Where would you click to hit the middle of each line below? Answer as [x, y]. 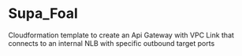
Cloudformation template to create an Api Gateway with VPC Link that [121, 35]
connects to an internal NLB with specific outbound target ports [112, 43]
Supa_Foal [43, 14]
